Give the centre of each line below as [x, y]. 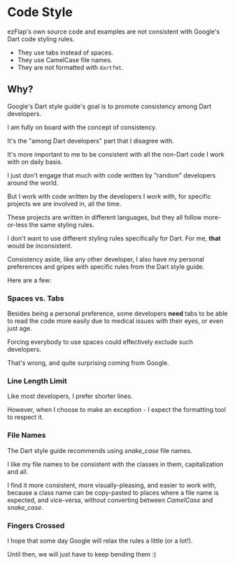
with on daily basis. [35, 162]
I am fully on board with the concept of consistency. [82, 127]
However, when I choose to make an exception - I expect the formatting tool [116, 410]
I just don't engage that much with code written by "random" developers [112, 175]
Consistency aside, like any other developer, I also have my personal [106, 259]
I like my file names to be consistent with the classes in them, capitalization [115, 464]
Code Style [40, 12]
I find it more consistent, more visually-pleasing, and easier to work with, [112, 485]
